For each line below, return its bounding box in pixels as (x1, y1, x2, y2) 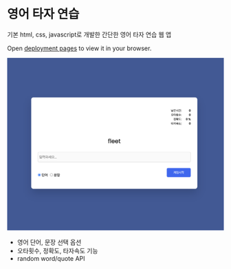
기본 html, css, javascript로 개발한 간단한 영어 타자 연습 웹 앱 (7, 30, 172, 39)
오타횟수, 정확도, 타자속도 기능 (16, 247, 98, 255)
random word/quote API (16, 255, 85, 263)
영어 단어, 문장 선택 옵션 (16, 238, 82, 246)
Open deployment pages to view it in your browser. (7, 44, 152, 52)
